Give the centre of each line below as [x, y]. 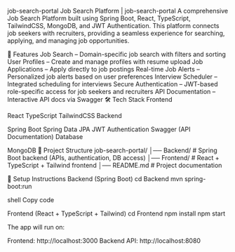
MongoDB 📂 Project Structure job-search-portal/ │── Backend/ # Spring [112, 150]
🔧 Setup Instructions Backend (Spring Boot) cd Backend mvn [95, 179]
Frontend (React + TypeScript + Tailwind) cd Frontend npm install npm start [116, 213]
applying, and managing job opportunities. [68, 41]
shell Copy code [31, 200]
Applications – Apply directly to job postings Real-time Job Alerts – [103, 69]
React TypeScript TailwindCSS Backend [65, 115]
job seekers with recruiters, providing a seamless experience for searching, [116, 33]
